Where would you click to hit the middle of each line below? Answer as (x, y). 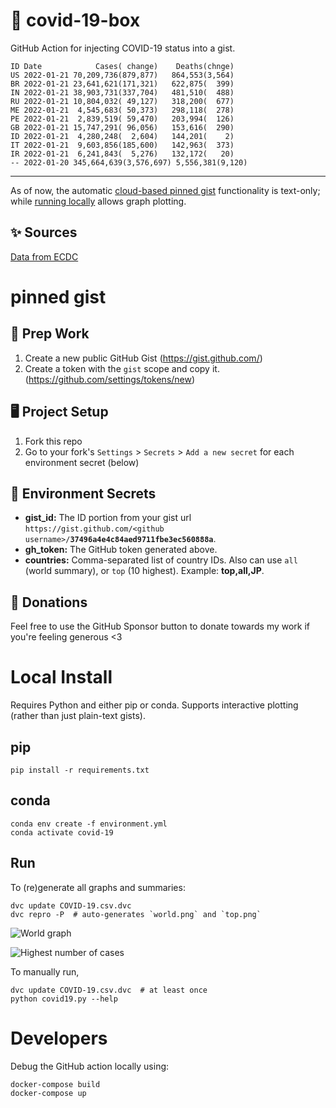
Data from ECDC (44, 256)
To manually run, (45, 971)
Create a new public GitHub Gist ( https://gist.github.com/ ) (143, 358)
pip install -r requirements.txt (80, 770)
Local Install (61, 677)
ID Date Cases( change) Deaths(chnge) (122, 66)
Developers (59, 1038)
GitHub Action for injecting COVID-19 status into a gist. (123, 48)
